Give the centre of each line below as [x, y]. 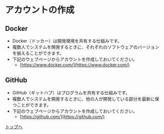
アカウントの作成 [40, 10]
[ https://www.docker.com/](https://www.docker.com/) [75, 65]
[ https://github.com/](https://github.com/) [62, 116]
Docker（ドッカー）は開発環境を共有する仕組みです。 [67, 41]
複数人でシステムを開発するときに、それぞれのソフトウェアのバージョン [86, 47]
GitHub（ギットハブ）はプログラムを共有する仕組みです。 [71, 93]
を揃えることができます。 [38, 53]
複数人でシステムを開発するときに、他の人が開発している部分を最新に [83, 99]
